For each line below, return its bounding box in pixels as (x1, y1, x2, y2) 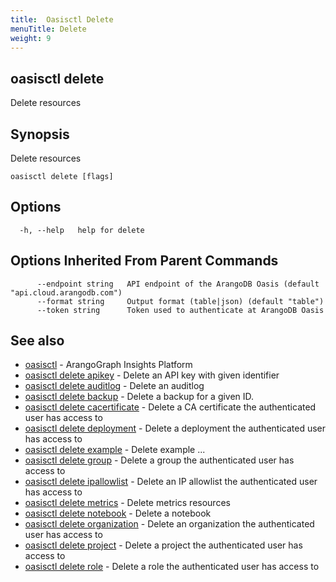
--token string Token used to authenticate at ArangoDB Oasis (36, 305, 325, 315)
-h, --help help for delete (19, 225, 145, 235)
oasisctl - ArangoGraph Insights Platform (24, 359, 193, 371)
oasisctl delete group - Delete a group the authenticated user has (24, 454, 295, 466)
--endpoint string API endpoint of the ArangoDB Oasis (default (36, 279, 320, 289)
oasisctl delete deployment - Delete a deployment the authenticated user (24, 422, 327, 435)
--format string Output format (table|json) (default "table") (36, 296, 325, 306)
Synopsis (10, 126, 70, 143)
